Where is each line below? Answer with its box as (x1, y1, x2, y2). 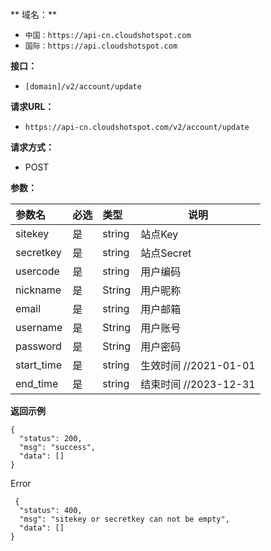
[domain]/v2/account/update (24, 82, 142, 92)
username (15, 321, 63, 334)
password (15, 339, 62, 353)
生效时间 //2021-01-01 (140, 359, 256, 372)
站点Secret (140, 246, 192, 260)
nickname (15, 283, 62, 297)
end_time (15, 377, 59, 390)
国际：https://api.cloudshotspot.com (24, 41, 178, 51)
